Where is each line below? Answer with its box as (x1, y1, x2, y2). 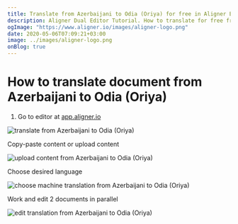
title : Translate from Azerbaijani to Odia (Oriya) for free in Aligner (7, 10, 227, 18)
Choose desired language (7, 167, 83, 176)
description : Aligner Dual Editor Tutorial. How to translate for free (7, 17, 223, 24)
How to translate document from (7, 74, 203, 90)
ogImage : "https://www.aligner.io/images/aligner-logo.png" (7, 23, 189, 30)
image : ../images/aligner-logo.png (7, 37, 113, 44)
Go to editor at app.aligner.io (17, 112, 101, 121)
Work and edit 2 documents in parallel (7, 194, 118, 203)
